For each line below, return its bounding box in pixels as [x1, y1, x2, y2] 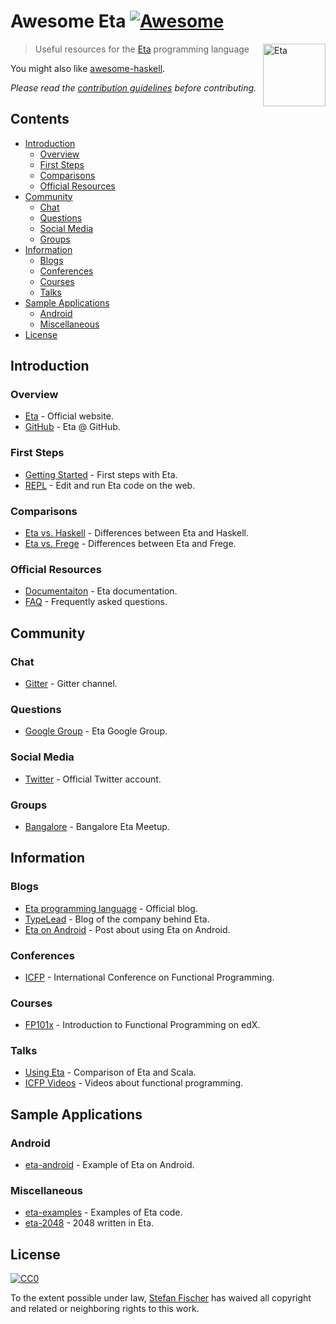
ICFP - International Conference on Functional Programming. [24, 971, 275, 983]
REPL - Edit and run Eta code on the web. [24, 479, 196, 491]
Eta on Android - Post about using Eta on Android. [24, 923, 231, 935]
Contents [10, 111, 70, 128]
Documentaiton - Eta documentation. [24, 585, 178, 597]
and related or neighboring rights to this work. [10, 1303, 200, 1315]
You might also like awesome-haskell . [10, 62, 166, 74]
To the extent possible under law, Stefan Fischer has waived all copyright [10, 1292, 312, 1304]
